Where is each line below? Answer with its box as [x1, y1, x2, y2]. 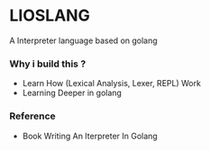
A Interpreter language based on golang [9, 35, 158, 46]
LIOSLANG [9, 5, 90, 26]
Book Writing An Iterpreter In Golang [22, 130, 158, 141]
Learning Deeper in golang [22, 87, 122, 99]
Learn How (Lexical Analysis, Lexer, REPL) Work [22, 78, 201, 89]
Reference [9, 110, 56, 122]
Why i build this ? [9, 57, 87, 70]
